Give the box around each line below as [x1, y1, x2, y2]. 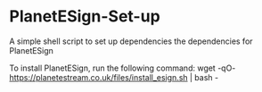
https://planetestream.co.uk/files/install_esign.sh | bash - [9, 71, 219, 82]
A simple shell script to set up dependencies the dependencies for [9, 36, 253, 46]
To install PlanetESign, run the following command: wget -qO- [9, 63, 236, 73]
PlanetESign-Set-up [9, 6, 160, 27]
